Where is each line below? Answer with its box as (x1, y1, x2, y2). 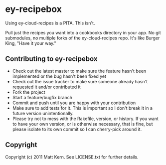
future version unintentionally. (12, 110, 74, 116)
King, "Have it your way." (5, 40, 56, 46)
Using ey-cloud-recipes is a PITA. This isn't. (5, 20, 95, 26)
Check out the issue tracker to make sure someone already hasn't (12, 78, 148, 84)
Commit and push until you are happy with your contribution (12, 100, 136, 106)
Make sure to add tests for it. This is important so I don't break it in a (12, 105, 153, 111)
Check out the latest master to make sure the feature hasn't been (12, 68, 147, 74)
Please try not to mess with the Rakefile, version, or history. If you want (12, 116, 159, 122)
